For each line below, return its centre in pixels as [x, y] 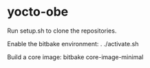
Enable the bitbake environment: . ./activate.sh [73, 44]
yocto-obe [38, 12]
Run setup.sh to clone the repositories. [62, 31]
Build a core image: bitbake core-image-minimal [75, 57]
